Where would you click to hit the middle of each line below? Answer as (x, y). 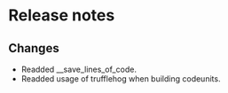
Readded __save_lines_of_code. (79, 69)
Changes (34, 48)
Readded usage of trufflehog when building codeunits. (121, 79)
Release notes (62, 15)
